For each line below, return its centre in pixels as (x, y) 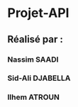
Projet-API (38, 13)
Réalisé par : (35, 39)
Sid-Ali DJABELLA (39, 78)
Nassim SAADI (33, 60)
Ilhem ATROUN (34, 97)
